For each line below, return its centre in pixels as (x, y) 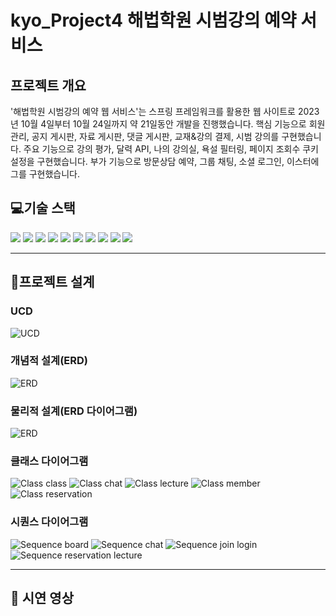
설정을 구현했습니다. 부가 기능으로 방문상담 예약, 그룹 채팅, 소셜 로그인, (147, 161)
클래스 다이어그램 (49, 461)
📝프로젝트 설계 (52, 282)
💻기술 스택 (43, 208)
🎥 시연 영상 (42, 598)
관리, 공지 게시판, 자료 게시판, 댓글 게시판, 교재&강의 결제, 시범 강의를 (145, 136)
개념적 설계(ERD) (49, 361)
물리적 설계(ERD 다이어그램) (74, 411)
